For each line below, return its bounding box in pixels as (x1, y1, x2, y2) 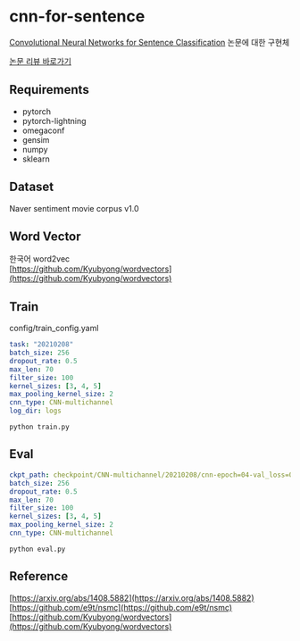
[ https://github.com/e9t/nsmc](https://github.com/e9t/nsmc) (9, 602, 233, 612)
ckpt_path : (9, 470, 50, 479)
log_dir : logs (9, 406, 62, 416)
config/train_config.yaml (9, 323, 99, 334)
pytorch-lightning (21, 115, 87, 126)
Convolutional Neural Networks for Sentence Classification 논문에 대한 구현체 (9, 37, 290, 47)
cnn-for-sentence (9, 6, 146, 27)
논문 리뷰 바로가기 (9, 55, 71, 66)
